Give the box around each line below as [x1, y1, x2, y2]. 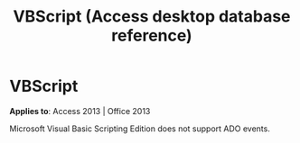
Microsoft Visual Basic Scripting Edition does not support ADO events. [9, 123, 271, 134]
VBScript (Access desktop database [13, 6, 291, 27]
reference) [111, 25, 192, 46]
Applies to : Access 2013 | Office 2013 [9, 105, 151, 116]
